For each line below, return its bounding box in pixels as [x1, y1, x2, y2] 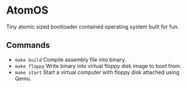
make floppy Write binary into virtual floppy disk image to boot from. [14, 62, 182, 69]
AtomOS [6, 4, 49, 17]
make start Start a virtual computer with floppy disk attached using [14, 69, 180, 76]
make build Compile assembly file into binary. [14, 56, 126, 63]
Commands [6, 40, 51, 50]
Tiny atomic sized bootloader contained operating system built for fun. [6, 23, 179, 30]
